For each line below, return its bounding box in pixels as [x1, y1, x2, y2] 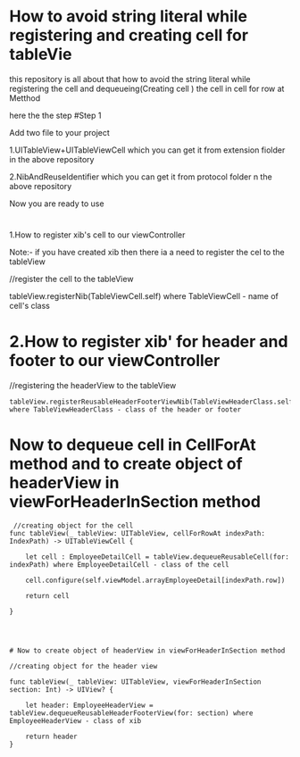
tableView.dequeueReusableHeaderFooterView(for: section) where [9, 709, 254, 718]
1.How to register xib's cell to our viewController [9, 229, 186, 240]
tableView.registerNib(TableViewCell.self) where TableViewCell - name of [9, 291, 279, 302]
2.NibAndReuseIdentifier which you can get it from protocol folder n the [9, 171, 272, 182]
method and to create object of [9, 453, 243, 474]
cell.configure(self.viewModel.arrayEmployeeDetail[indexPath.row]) [25, 576, 286, 585]
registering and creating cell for [9, 25, 248, 46]
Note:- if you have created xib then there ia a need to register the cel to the [9, 247, 286, 258]
